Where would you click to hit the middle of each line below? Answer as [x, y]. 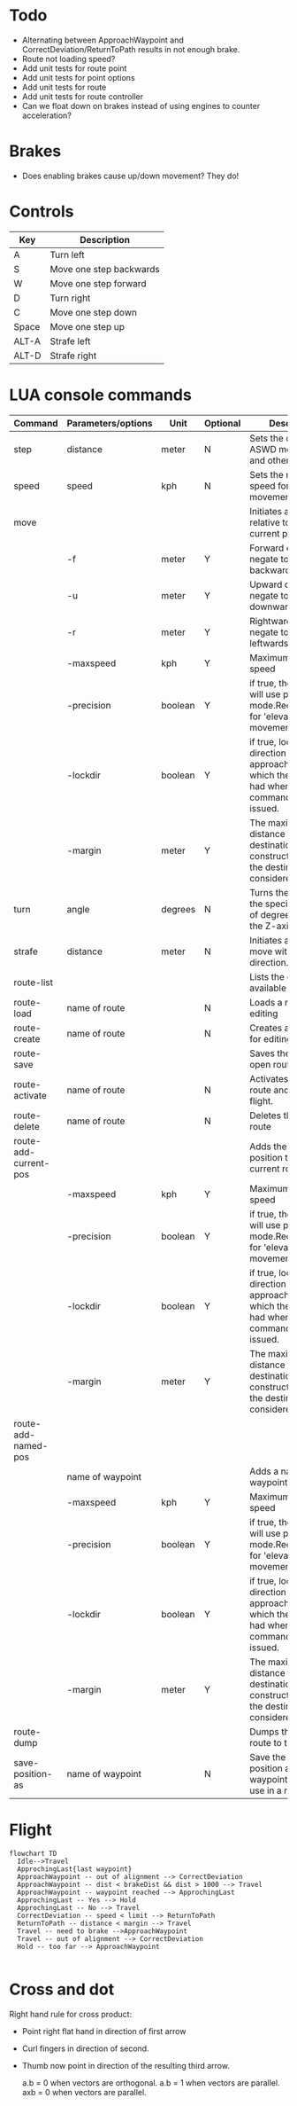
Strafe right [73, 356]
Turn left [68, 254]
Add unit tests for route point [74, 68]
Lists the [267, 976]
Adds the [268, 1147]
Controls [42, 211]
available [268, 988]
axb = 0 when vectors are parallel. [84, 2092]
